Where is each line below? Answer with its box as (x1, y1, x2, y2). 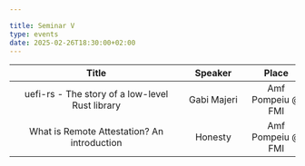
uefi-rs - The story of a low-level (24, 88, 169, 101)
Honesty (194, 131, 231, 143)
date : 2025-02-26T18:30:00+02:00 (9, 38, 136, 47)
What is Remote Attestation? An (28, 125, 164, 138)
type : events (9, 29, 59, 39)
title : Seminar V (9, 21, 75, 30)
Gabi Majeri (189, 93, 238, 106)
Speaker (194, 67, 232, 80)
